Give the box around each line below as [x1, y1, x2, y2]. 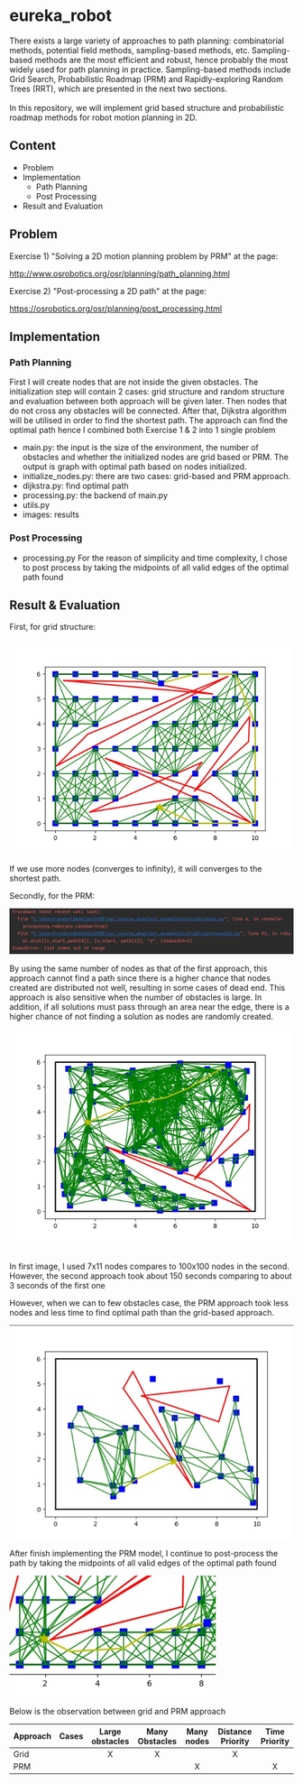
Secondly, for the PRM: [9, 891, 96, 901]
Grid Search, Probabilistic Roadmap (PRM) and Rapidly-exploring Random [9, 73, 284, 84]
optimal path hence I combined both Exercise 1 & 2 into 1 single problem [9, 425, 277, 436]
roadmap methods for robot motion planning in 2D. [9, 112, 197, 123]
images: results [22, 509, 79, 520]
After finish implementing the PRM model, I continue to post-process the [9, 1548, 279, 1559]
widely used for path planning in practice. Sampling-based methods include [9, 64, 291, 75]
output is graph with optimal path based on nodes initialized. [22, 461, 247, 472]
